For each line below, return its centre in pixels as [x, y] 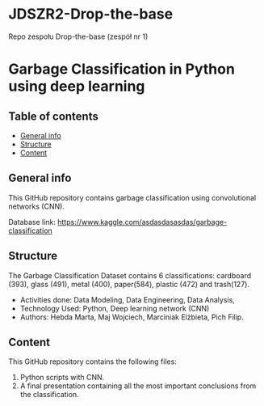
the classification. [49, 395]
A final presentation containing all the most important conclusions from [138, 386]
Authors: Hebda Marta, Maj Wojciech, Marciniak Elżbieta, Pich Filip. [132, 317]
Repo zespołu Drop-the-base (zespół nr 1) [78, 36]
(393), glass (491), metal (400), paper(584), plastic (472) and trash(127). [129, 284]
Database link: [32, 222]
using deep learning [77, 87]
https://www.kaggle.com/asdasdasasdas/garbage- [142, 222]
